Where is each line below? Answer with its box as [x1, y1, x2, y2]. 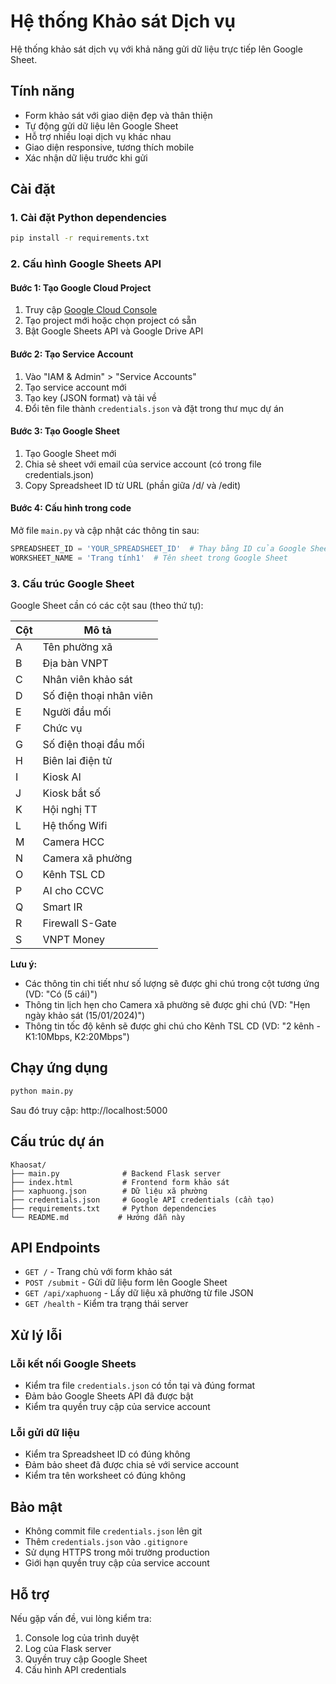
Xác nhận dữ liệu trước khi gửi [24, 151, 148, 164]
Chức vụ [42, 721, 83, 735]
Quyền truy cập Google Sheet [24, 1653, 148, 1665]
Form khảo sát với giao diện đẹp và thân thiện [24, 109, 213, 121]
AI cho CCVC [42, 884, 105, 898]
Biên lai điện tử [42, 754, 113, 768]
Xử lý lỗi [10, 1326, 63, 1344]
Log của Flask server [24, 1643, 112, 1655]
